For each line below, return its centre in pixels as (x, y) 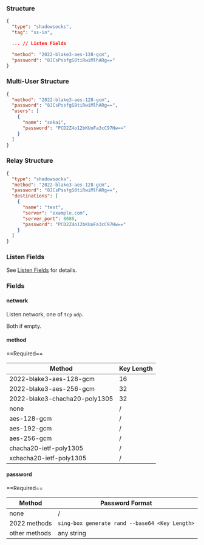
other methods (30, 533)
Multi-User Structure (38, 82)
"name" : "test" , (43, 208)
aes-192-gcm (31, 428)
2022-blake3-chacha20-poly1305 (61, 399)
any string (72, 533)
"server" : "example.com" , (55, 213)
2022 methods (31, 523)
